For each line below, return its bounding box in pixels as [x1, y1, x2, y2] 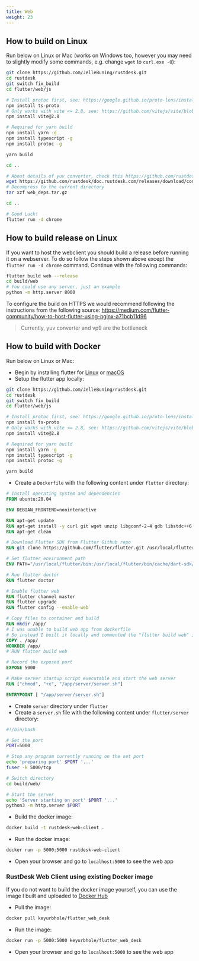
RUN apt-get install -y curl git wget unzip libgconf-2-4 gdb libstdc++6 [6, 523, 192, 529]
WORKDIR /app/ [6, 643, 41, 649]
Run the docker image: [14, 836, 70, 843]
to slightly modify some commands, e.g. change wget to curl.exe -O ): [6, 58, 176, 65]
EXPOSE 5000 [6, 665, 36, 671]
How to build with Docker [6, 342, 101, 352]
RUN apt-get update [6, 517, 54, 523]
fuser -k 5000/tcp [6, 764, 52, 771]
